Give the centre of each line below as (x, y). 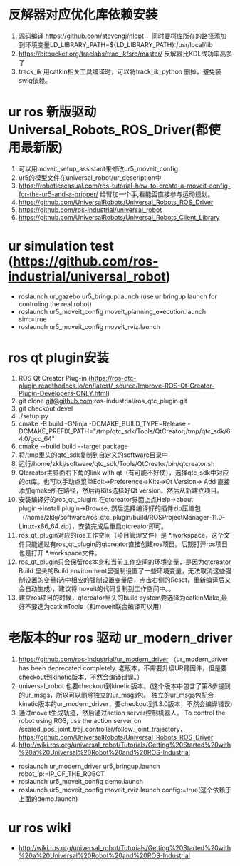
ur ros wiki (40, 828)
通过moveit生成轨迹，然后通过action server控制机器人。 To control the (122, 713)
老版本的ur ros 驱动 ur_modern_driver (120, 638)
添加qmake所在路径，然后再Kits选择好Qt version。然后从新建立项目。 (121, 490)
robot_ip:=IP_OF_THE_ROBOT (62, 774)
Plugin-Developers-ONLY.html (63, 393)
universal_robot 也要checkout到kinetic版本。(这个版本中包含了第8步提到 (124, 685)
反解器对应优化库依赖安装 (83, 15)
